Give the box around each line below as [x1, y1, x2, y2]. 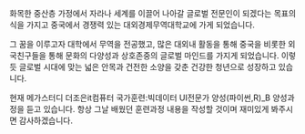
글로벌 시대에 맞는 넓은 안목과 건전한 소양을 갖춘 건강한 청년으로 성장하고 [18, 62, 277, 72]
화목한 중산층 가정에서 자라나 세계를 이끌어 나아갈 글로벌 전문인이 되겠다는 [9, 8, 272, 18]
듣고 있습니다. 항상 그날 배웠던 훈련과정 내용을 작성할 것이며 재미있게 [25, 104, 269, 114]
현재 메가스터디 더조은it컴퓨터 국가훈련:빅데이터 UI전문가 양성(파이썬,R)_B [9, 92, 271, 103]
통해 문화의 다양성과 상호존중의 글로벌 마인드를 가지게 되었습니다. [48, 50, 280, 61]
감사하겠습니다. [18, 115, 74, 126]
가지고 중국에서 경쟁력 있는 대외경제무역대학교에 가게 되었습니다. [25, 19, 255, 30]
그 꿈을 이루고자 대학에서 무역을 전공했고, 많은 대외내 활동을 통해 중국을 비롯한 [9, 39, 287, 49]
